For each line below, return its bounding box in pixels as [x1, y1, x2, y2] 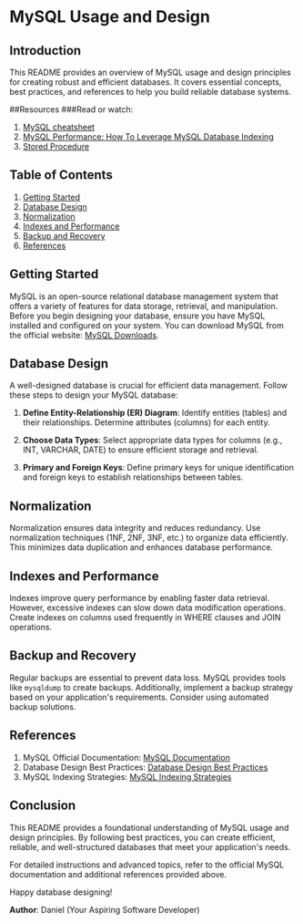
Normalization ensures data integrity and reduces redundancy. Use [9, 523, 261, 534]
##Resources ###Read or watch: [9, 104, 134, 115]
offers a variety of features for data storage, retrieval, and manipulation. [9, 300, 278, 311]
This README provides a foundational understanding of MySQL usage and [9, 822, 289, 833]
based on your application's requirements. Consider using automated [9, 691, 269, 702]
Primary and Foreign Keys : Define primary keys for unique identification [22, 462, 294, 473]
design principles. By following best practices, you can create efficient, [9, 832, 276, 843]
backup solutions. [9, 701, 76, 712]
